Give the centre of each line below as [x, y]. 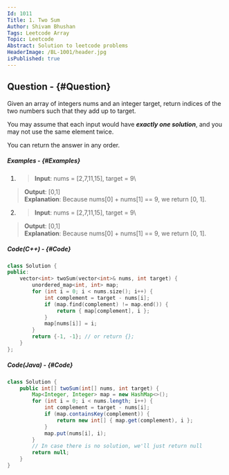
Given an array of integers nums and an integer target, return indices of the [114, 103]
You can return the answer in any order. [63, 145]
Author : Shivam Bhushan [42, 26]
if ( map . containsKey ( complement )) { [97, 414]
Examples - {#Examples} [44, 161]
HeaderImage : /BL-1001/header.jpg [57, 53]
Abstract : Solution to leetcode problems [68, 46]
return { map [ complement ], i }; [103, 311]
